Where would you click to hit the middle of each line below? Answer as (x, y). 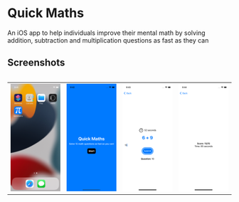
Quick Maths (46, 13)
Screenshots (36, 63)
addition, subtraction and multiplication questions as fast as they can (108, 40)
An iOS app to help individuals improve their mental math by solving (106, 33)
